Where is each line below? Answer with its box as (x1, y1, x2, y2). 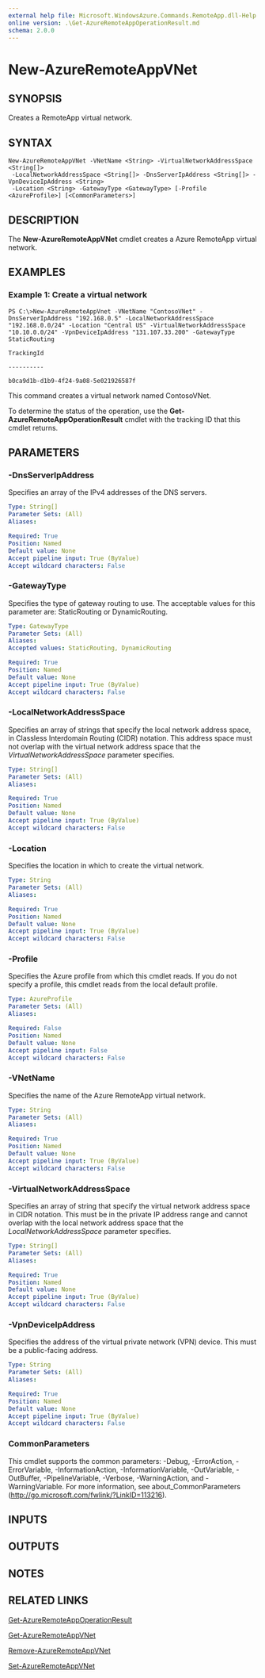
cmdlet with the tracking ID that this (124, 414, 241, 424)
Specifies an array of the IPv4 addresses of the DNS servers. (8, 488, 207, 497)
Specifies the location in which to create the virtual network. (8, 861, 204, 871)
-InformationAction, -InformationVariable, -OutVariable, (55, 1465, 235, 1474)
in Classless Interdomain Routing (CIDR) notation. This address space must (8, 733, 253, 742)
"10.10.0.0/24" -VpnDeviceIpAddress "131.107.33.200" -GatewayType (8, 328, 236, 336)
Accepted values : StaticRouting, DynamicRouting (8, 644, 172, 653)
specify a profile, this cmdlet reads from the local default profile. (8, 980, 218, 990)
